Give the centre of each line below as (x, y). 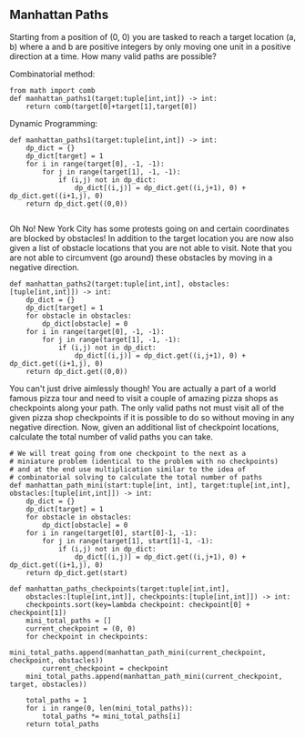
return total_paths (63, 724)
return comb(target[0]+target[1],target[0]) (112, 106)
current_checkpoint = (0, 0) (81, 628)
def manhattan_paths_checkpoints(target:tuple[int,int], (120, 589)
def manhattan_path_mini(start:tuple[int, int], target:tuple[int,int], (150, 485)
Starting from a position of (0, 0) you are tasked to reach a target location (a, (152, 36)
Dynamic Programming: (54, 123)
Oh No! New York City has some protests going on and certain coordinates (149, 228)
